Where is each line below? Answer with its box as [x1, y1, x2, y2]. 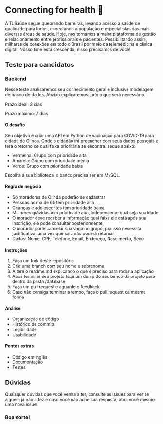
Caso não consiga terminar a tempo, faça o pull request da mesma [12, 289, 146, 295]
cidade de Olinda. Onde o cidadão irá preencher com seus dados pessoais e [5, 138, 159, 144]
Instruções [5, 247, 28, 253]
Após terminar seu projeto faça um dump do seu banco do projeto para [12, 274, 155, 279]
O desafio [5, 122, 25, 127]
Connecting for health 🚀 [5, 4, 104, 16]
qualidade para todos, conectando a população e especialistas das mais [5, 25, 150, 31]
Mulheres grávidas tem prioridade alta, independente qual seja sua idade [12, 210, 159, 216]
